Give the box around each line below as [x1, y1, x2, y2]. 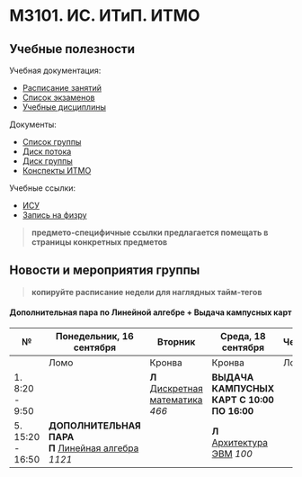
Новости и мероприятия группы [9, 263, 200, 278]
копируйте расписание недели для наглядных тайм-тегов [31, 286, 262, 297]
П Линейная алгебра [48, 442, 139, 454]
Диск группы [22, 156, 74, 166]
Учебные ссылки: [9, 183, 76, 193]
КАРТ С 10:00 [211, 393, 274, 406]
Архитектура [211, 436, 268, 449]
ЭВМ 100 [211, 447, 253, 460]
